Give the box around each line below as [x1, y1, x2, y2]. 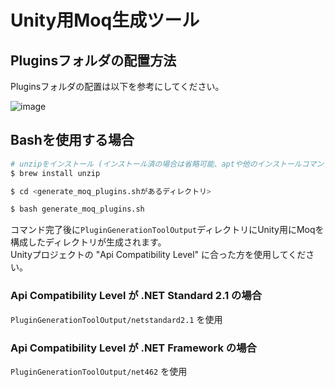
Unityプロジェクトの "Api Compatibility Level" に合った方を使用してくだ [10, 249, 307, 261]
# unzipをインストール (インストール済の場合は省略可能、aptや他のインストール [10, 159, 302, 169]
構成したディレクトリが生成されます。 [10, 236, 167, 248]
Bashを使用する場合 [10, 132, 135, 149]
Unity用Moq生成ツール [10, 9, 200, 32]
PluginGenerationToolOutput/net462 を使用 [10, 365, 188, 377]
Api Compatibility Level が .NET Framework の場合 [10, 341, 257, 355]
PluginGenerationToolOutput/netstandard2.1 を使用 [10, 313, 223, 325]
